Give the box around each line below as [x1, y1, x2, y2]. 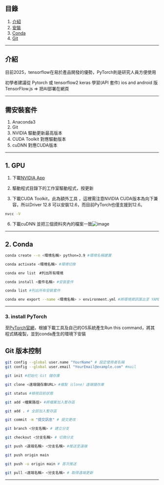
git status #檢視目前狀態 [5, 391, 54, 396]
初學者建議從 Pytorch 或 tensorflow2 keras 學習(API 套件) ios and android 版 [5, 80, 158, 85]
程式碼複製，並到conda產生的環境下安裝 [5, 331, 86, 337]
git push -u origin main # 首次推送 [5, 461, 77, 466]
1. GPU [5, 161, 25, 169]
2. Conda [5, 240, 33, 248]
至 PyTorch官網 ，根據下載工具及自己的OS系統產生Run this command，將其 [5, 325, 155, 331]
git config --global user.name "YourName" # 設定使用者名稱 [5, 360, 125, 365]
